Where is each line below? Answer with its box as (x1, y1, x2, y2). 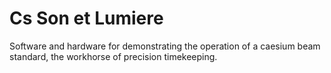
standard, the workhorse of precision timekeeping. (9, 50, 218, 62)
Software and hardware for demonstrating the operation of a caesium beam (9, 40, 321, 52)
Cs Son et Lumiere (9, 7, 164, 30)
